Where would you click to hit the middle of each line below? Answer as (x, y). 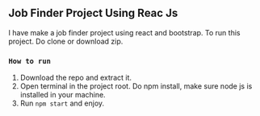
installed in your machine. (63, 95)
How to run (29, 61)
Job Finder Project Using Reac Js (93, 13)
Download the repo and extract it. (75, 78)
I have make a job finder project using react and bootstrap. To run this (124, 32)
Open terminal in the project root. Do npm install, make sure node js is (136, 86)
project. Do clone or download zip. (66, 41)
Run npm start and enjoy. (62, 103)
